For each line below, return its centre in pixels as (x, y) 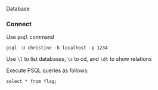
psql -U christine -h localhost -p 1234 (57, 48)
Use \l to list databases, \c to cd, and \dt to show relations (79, 59)
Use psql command (30, 37)
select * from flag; (32, 82)
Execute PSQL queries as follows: (47, 70)
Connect (19, 24)
